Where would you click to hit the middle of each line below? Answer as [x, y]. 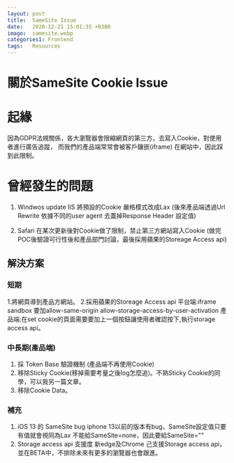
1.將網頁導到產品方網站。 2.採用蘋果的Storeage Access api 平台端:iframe [112, 302]
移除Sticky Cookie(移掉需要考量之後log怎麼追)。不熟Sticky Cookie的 [116, 373]
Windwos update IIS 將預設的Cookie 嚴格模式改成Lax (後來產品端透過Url [121, 207]
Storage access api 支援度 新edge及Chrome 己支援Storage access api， [121, 444]
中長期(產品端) [31, 348]
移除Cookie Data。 [44, 390]
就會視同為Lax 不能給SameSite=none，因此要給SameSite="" [117, 435]
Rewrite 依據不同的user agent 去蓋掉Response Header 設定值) [107, 216]
